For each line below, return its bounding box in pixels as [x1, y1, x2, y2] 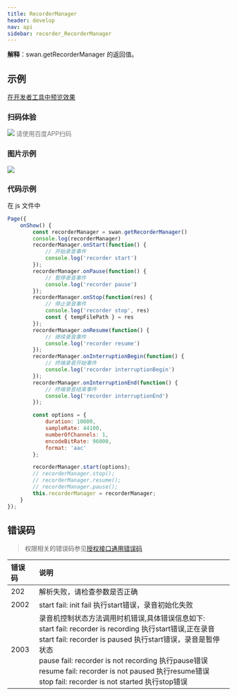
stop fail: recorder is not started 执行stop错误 [38, 677, 188, 687]
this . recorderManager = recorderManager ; [32, 489, 157, 497]
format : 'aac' [44, 444, 87, 451]
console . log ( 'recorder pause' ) [44, 281, 138, 288]
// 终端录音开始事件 [44, 360, 97, 367]
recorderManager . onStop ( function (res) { [32, 294, 153, 301]
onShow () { [20, 221, 52, 229]
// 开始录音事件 [44, 248, 87, 255]
